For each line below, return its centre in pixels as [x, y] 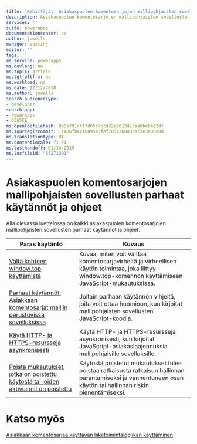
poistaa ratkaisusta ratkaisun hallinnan [132, 371]
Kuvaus [134, 244]
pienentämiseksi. [102, 392]
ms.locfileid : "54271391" [38, 153]
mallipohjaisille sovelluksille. [118, 354]
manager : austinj [27, 45]
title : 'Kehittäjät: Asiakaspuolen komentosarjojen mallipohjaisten [91, 11]
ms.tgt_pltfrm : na [28, 77]
